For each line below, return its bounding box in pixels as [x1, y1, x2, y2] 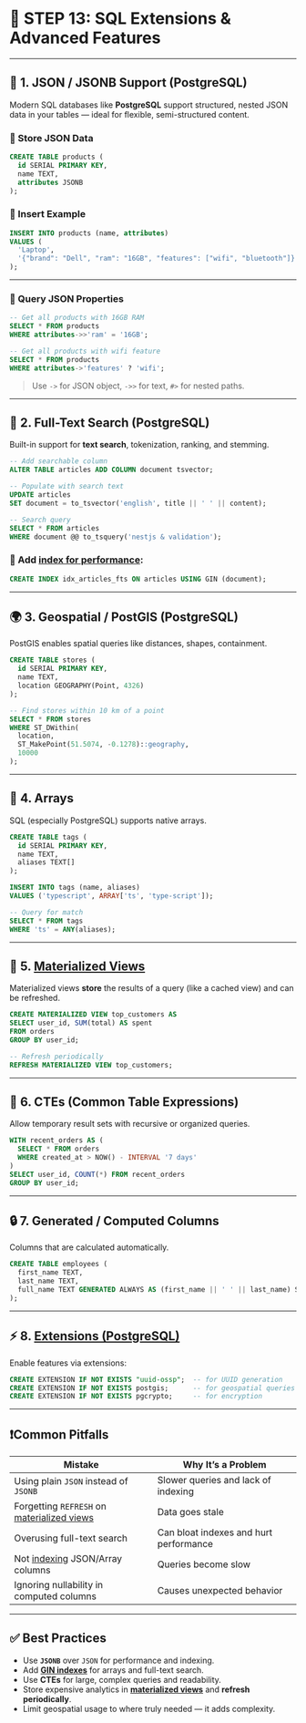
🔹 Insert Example [9, 208, 87, 221]
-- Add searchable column [9, 457, 107, 466]
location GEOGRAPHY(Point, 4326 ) [17, 681, 145, 691]
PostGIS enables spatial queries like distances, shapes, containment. [9, 638, 268, 649]
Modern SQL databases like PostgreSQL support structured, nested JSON [9, 99, 289, 110]
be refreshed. [9, 993, 61, 1004]
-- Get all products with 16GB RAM [9, 314, 145, 323]
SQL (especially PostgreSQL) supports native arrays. [9, 815, 208, 826]
